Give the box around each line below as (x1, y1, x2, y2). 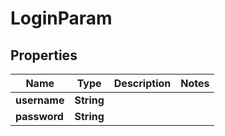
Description (113, 77, 172, 90)
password (15, 110, 64, 123)
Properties (10, 47, 78, 64)
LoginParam (10, 7, 113, 30)
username (15, 93, 65, 107)
